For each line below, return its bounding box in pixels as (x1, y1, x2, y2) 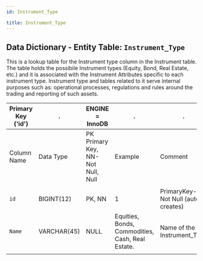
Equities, (114, 212, 140, 221)
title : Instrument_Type (6, 19, 66, 26)
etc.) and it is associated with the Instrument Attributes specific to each (6, 71, 184, 79)
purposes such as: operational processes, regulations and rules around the (6, 84, 193, 91)
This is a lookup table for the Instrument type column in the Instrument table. (6, 58, 197, 65)
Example (114, 152, 140, 161)
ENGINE (86, 105, 109, 113)
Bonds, (114, 220, 135, 228)
